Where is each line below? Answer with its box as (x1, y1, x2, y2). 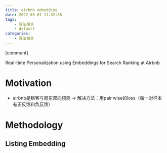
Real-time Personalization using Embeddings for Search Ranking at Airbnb (5, 59, 160, 66)
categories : (5, 31, 30, 36)
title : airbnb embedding (5, 7, 58, 13)
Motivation (5, 77, 52, 89)
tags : (5, 17, 17, 22)
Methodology (5, 119, 63, 131)
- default (14, 26, 35, 32)
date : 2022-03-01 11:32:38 (5, 12, 62, 17)
